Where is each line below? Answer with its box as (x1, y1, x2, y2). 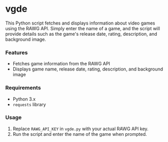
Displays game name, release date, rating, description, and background (12, 66, 163, 72)
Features (5, 49, 28, 56)
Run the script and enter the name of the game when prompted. (12, 131, 147, 137)
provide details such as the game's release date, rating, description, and (5, 31, 157, 37)
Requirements (5, 84, 41, 91)
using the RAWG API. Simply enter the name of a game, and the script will (5, 25, 160, 31)
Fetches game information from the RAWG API (12, 61, 110, 67)
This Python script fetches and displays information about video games (5, 20, 155, 26)
